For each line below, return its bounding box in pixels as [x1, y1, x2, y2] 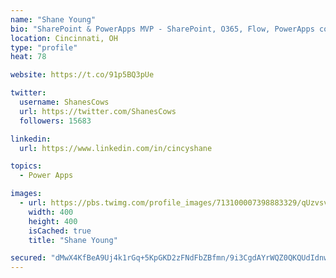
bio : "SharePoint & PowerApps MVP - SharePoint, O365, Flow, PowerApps [10, 24, 315, 34]
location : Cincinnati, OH [10, 33, 118, 43]
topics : [10, 161, 43, 171]
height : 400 [28, 216, 78, 226]
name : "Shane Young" [10, 14, 97, 25]
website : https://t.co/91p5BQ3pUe [10, 70, 155, 80]
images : [10, 189, 43, 199]
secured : [10, 253, 47, 263]
